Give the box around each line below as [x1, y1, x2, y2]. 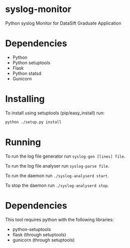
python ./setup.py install [5, 119, 62, 125]
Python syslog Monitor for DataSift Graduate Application [5, 20, 121, 26]
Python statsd [12, 70, 42, 76]
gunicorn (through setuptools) [12, 237, 75, 243]
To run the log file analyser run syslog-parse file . [5, 163, 109, 169]
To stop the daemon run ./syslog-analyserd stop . [5, 182, 109, 188]
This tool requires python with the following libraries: [5, 216, 114, 222]
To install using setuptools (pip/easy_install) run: [5, 109, 105, 116]
